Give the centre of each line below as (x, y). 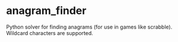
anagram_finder (46, 11)
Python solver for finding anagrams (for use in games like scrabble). (89, 27)
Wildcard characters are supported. (50, 33)
